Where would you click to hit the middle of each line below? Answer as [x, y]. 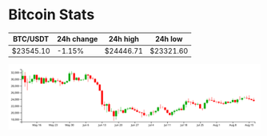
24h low [169, 39]
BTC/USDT [31, 39]
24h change [78, 39]
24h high [124, 39]
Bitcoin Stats [52, 15]
